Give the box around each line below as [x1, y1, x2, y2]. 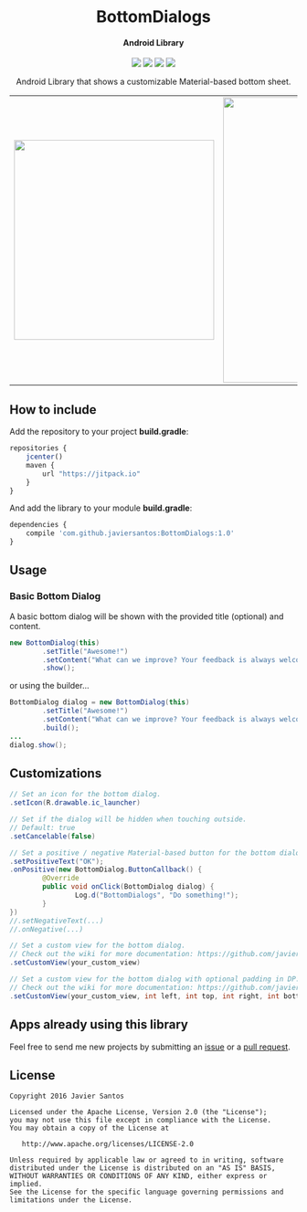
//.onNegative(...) [9, 924, 84, 933]
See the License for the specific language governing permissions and [9, 1187, 284, 1197]
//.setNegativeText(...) [9, 916, 104, 925]
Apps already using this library [9, 1017, 189, 1033]
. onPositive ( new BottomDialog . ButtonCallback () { [9, 865, 203, 874]
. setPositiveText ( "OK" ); [9, 857, 104, 866]
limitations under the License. [9, 1196, 132, 1205]
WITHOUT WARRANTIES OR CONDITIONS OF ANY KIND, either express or [9, 1172, 268, 1181]
